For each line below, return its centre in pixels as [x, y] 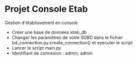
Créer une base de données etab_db [49, 32]
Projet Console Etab [46, 9]
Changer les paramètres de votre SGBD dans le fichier [67, 37]
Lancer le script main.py [36, 48]
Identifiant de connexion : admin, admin [52, 53]
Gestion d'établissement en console [41, 23]
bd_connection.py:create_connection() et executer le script [72, 42]
